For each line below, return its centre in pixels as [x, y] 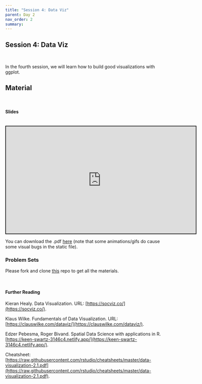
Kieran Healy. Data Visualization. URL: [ [46, 304]
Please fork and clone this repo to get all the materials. [62, 271]
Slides [12, 112]
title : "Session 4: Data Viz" [37, 10]
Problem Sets [22, 260]
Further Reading [23, 292]
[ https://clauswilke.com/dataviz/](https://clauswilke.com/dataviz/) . [75, 324]
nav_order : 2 [19, 19]
